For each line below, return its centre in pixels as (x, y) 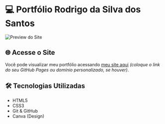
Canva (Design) (28, 116)
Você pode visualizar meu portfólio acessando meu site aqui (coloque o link (83, 64)
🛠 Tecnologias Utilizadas (45, 86)
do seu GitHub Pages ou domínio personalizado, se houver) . (67, 70)
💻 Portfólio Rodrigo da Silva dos (73, 10)
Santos (20, 23)
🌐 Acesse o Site (30, 53)
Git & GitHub (25, 111)
